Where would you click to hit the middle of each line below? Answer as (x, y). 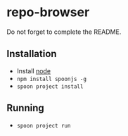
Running (26, 108)
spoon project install (50, 86)
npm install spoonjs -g (52, 79)
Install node (33, 70)
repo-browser (48, 12)
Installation (32, 54)
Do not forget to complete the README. (64, 32)
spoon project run (44, 125)
